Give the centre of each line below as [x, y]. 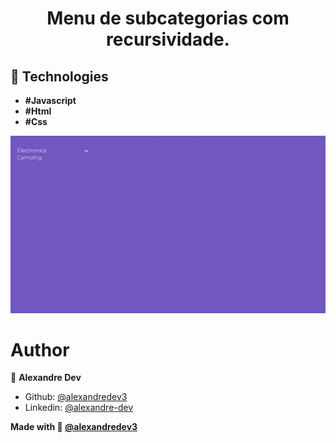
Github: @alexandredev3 [76, 397]
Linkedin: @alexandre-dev [79, 408]
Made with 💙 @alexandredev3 [74, 427]
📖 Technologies [59, 76]
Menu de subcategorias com [168, 18]
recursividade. [168, 39]
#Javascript [50, 100]
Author [40, 349]
